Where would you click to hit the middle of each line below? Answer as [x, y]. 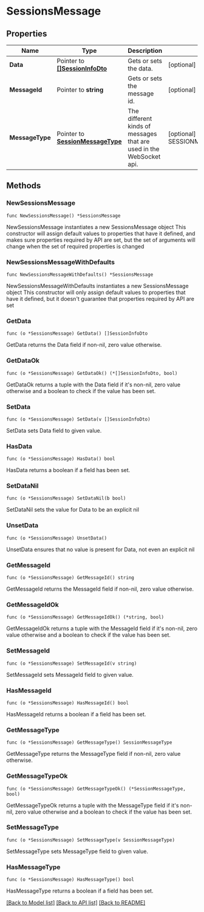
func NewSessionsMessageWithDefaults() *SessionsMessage [80, 275]
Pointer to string [80, 90]
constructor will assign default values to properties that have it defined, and [101, 233]
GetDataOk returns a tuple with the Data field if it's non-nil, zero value [93, 385]
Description [145, 51]
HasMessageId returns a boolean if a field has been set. [76, 714]
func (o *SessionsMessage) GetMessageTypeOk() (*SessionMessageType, [96, 789]
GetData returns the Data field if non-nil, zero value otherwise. [84, 345]
